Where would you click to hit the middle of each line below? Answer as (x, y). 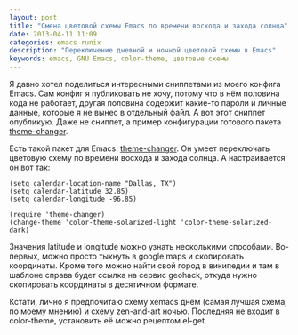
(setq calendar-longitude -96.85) (73, 199)
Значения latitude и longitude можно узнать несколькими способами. (141, 247)
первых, (24, 256)
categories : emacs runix (55, 42)
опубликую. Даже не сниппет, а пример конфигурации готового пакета (145, 122)
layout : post (33, 17)
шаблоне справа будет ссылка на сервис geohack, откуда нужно (133, 275)
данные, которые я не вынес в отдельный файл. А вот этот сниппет (137, 112)
